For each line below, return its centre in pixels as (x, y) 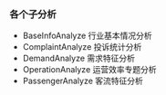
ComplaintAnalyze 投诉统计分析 (82, 47)
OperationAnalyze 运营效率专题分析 (89, 70)
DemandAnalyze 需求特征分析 (78, 58)
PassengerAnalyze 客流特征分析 (83, 81)
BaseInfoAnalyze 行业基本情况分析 (87, 36)
